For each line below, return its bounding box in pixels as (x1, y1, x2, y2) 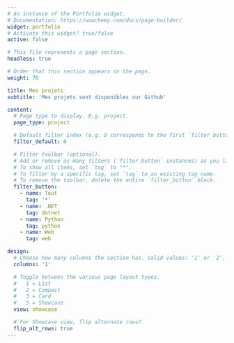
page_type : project (13, 119, 70, 126)
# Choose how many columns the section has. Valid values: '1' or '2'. (13, 254, 226, 261)
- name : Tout (19, 190, 58, 197)
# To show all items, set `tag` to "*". (13, 163, 132, 171)
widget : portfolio (7, 23, 61, 30)
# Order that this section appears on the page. (7, 68, 151, 75)
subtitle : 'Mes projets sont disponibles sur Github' (7, 94, 167, 101)
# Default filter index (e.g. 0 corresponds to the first (13, 132, 186, 139)
